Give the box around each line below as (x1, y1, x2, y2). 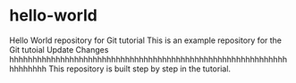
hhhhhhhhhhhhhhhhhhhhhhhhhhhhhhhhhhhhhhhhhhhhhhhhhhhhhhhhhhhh (9, 54, 288, 64)
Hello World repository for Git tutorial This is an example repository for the (9, 35, 283, 46)
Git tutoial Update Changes (9, 44, 109, 54)
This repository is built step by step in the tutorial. (48, 63, 231, 74)
